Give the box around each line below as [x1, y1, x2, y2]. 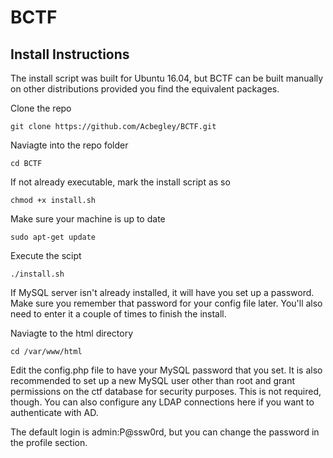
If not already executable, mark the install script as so [10, 176, 231, 188]
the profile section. [10, 437, 88, 448]
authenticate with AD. [10, 407, 99, 418]
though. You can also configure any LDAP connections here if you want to [10, 396, 315, 408]
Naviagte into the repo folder [10, 139, 129, 151]
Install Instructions [10, 46, 130, 63]
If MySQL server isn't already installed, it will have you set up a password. [10, 287, 315, 298]
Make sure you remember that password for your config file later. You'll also [10, 297, 323, 309]
